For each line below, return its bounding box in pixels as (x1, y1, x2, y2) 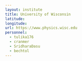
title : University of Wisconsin (5, 12, 71, 17)
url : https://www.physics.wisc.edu (5, 26, 78, 30)
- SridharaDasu (9, 44, 41, 49)
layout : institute (5, 7, 42, 12)
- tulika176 (9, 35, 34, 40)
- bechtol (9, 48, 29, 53)
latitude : (5, 16, 25, 21)
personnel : (5, 30, 27, 35)
